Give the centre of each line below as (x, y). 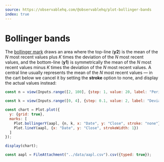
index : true (17, 14)
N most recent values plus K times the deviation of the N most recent (74, 57)
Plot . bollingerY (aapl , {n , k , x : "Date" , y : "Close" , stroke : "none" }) (88, 123)
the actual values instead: (31, 83)
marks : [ (18, 119)
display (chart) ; (21, 146)
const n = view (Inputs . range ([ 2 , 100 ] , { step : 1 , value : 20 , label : (76, 92)
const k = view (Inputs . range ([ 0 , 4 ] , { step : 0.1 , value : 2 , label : (75, 101)
